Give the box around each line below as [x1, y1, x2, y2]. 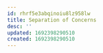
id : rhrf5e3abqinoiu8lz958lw [7, 10, 91, 17]
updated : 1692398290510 [7, 29, 76, 36]
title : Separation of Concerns [7, 17, 97, 23]
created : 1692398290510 [7, 36, 76, 43]
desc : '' [7, 23, 32, 30]
